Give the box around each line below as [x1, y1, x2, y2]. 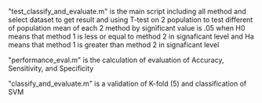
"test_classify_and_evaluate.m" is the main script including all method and [8, 7, 246, 16]
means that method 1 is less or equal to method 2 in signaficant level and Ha [8, 31, 255, 41]
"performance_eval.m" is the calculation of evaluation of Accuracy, [8, 55, 224, 64]
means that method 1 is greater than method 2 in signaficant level [8, 40, 220, 50]
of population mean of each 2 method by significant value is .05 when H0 [8, 24, 246, 32]
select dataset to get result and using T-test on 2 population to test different [8, 15, 253, 24]
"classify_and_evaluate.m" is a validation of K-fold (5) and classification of [8, 79, 247, 88]
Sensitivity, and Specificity [8, 64, 94, 73]
